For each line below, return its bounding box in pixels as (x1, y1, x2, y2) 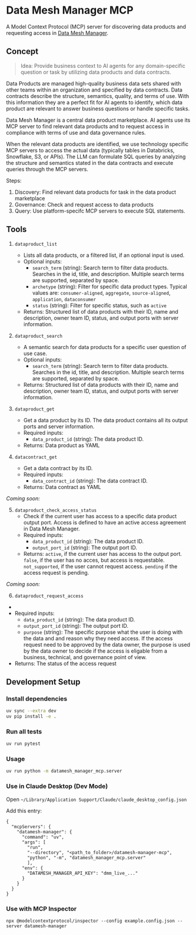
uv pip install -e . (6, 714, 57, 719)
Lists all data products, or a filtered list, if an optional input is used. (23, 252, 185, 259)
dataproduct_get (14, 406, 55, 412)
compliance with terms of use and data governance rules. (6, 129, 146, 136)
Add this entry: (6, 807, 42, 814)
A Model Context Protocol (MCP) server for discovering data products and (6, 23, 187, 30)
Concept (6, 47, 39, 57)
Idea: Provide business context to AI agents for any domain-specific (20, 62, 185, 69)
